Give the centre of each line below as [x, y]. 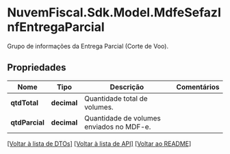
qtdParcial [27, 123]
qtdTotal [25, 103]
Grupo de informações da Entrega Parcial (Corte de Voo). [88, 46]
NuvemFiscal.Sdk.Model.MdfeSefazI [114, 13]
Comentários [198, 87]
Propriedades [37, 67]
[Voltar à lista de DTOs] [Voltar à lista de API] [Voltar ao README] [99, 143]
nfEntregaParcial [56, 27]
